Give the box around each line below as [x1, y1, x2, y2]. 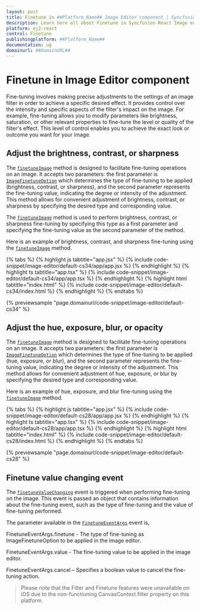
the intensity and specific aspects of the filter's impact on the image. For [6, 106, 185, 113]
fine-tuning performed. [6, 507, 62, 515]
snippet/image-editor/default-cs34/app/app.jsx [6, 262, 123, 269]
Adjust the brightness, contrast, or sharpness [6, 148, 179, 159]
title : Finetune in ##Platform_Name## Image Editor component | [6, 14, 169, 20]
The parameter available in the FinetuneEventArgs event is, [6, 519, 150, 527]
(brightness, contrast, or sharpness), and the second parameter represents [6, 183, 190, 190]
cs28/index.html [6, 438, 46, 445]
